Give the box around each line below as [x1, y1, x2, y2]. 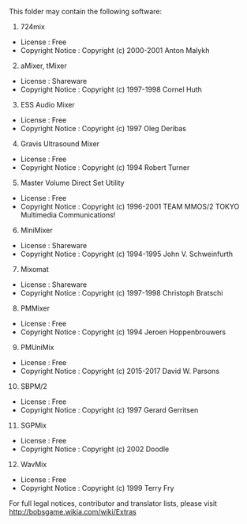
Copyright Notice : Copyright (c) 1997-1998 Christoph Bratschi [20, 288, 223, 297]
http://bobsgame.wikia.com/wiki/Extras [9, 507, 137, 516]
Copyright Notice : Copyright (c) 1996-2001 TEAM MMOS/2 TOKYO [20, 202, 240, 211]
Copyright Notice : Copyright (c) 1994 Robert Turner [20, 163, 190, 172]
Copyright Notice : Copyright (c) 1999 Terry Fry [20, 484, 174, 492]
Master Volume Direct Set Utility [20, 178, 125, 187]
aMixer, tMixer [20, 61, 67, 70]
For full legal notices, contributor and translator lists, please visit [9, 499, 218, 508]
